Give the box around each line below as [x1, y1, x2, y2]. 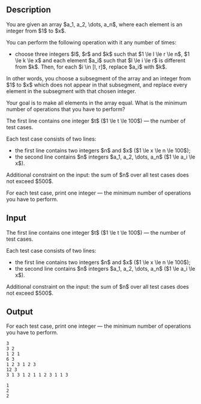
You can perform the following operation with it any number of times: [6, 38, 177, 46]
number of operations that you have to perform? [6, 105, 125, 113]
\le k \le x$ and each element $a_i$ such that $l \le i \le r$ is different [14, 56, 186, 64]
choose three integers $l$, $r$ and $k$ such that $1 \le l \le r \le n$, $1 [14, 50, 190, 58]
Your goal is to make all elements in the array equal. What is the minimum [6, 99, 187, 106]
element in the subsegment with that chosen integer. [6, 87, 136, 95]
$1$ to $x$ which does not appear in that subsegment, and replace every [6, 81, 188, 88]
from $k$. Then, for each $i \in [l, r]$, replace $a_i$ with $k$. [14, 63, 167, 70]
